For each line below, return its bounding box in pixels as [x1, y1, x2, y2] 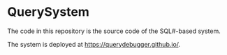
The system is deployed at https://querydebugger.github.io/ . [7, 40, 181, 48]
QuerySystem [7, 4, 89, 20]
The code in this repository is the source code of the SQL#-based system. [7, 27, 221, 35]
